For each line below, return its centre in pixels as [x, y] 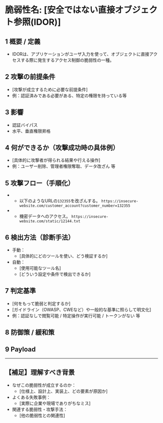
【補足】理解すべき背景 [40, 372]
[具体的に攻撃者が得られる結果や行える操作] [56, 160]
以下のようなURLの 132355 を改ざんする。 [60, 201]
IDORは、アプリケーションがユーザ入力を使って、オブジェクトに [76, 54]
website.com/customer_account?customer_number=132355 [75, 206]
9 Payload [20, 349]
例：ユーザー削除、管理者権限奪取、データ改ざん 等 [64, 166]
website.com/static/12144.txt [50, 221]
